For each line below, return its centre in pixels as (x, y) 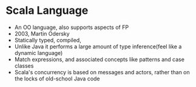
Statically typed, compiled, (48, 40)
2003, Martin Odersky (42, 33)
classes (24, 66)
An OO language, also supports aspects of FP (71, 27)
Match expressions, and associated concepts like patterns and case (99, 59)
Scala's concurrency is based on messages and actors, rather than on (102, 72)
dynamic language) (39, 53)
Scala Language (47, 11)
